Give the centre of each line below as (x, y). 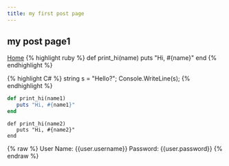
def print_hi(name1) (37, 98)
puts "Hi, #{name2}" (46, 130)
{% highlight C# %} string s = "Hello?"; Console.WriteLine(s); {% (99, 79)
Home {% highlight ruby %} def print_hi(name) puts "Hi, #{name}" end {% (112, 58)
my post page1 (39, 42)
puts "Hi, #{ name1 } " (46, 105)
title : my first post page (46, 13)
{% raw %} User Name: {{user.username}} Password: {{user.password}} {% (115, 149)
